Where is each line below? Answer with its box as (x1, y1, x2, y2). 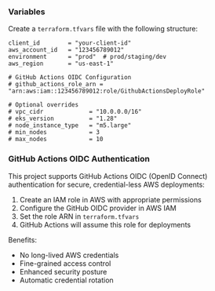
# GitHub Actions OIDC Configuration (8, 74, 132, 82)
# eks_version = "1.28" (8, 115, 118, 123)
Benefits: (8, 235, 38, 245)
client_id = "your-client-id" (8, 39, 132, 47)
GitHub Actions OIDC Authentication (8, 154, 151, 165)
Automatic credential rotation (19, 275, 114, 285)
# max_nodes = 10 (8, 136, 104, 144)
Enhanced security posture (19, 267, 107, 276)
